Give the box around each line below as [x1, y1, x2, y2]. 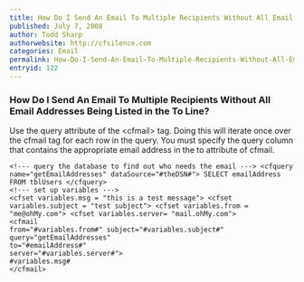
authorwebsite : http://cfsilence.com [9, 38, 152, 48]
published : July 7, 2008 [9, 22, 103, 31]
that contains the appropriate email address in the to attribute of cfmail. [9, 145, 275, 155]
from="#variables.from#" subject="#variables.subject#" [9, 225, 224, 235]
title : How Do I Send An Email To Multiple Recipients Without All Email [9, 13, 294, 23]
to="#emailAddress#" [9, 241, 88, 250]
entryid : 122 [9, 64, 59, 73]
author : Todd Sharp [9, 30, 83, 39]
